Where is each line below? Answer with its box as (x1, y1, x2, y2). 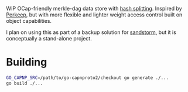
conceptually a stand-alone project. (6, 35, 92, 42)
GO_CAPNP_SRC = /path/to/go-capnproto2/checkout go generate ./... (6, 74, 169, 81)
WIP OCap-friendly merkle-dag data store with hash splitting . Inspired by (6, 5, 183, 12)
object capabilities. (6, 18, 52, 24)
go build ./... (6, 80, 43, 86)
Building (6, 56, 47, 69)
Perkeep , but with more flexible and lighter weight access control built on (6, 11, 183, 18)
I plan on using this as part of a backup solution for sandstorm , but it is (6, 29, 177, 36)
